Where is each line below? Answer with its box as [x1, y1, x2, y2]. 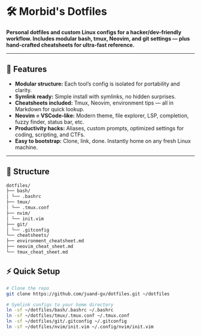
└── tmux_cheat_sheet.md [6, 249, 68, 255]
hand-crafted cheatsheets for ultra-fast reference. [6, 41, 135, 48]
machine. [14, 143, 38, 151]
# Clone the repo [6, 285, 50, 291]
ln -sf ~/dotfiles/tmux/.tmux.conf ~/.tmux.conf [6, 313, 130, 319]
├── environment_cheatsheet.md [6, 238, 84, 244]
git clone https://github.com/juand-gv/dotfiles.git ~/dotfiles [6, 291, 170, 297]
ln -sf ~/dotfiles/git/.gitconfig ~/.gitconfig [6, 318, 127, 325]
